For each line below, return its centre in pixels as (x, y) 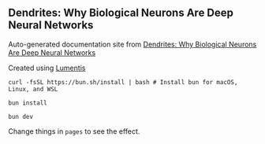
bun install (28, 103)
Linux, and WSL (33, 89)
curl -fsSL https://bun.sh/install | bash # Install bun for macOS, (123, 82)
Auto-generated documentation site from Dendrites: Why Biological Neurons (132, 44)
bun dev (21, 116)
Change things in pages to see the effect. (74, 131)
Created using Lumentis (47, 68)
